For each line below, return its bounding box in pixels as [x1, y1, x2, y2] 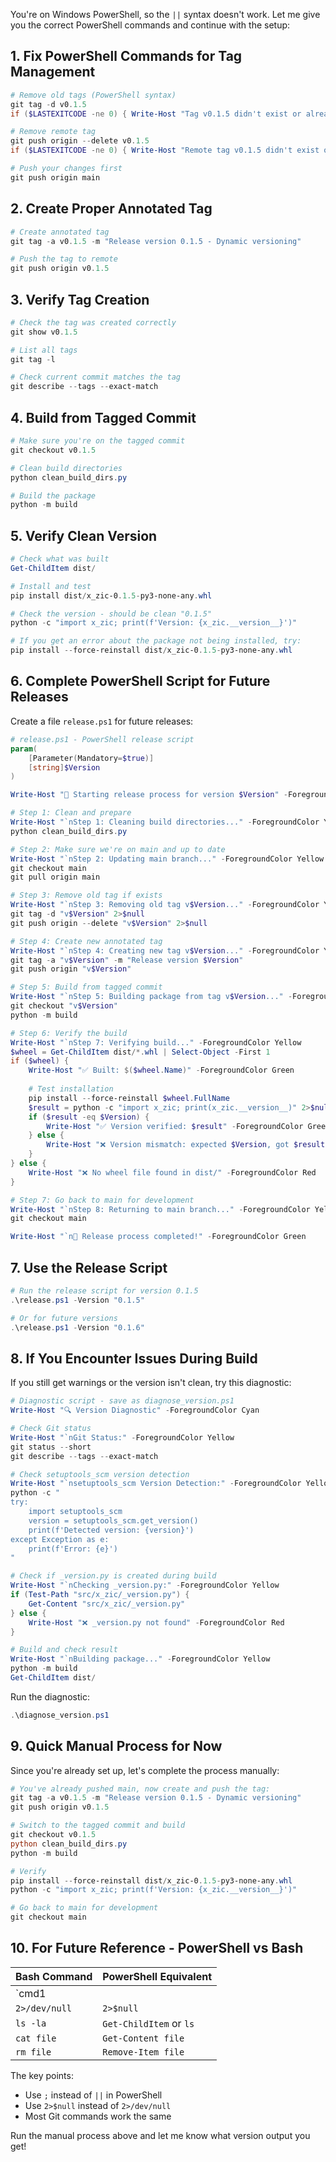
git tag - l [10, 354, 56, 364]
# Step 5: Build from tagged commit [10, 982, 163, 993]
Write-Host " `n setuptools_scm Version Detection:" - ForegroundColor [10, 1479, 302, 1489]
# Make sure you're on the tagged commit [10, 436, 186, 446]
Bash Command [15, 1969, 93, 1983]
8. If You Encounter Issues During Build [10, 1350, 258, 1367]
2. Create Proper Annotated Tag [10, 200, 213, 218]
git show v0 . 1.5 [10, 327, 78, 337]
